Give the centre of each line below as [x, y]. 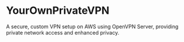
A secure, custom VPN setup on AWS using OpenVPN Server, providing [92, 26]
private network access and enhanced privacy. [63, 32]
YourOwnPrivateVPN [58, 11]
